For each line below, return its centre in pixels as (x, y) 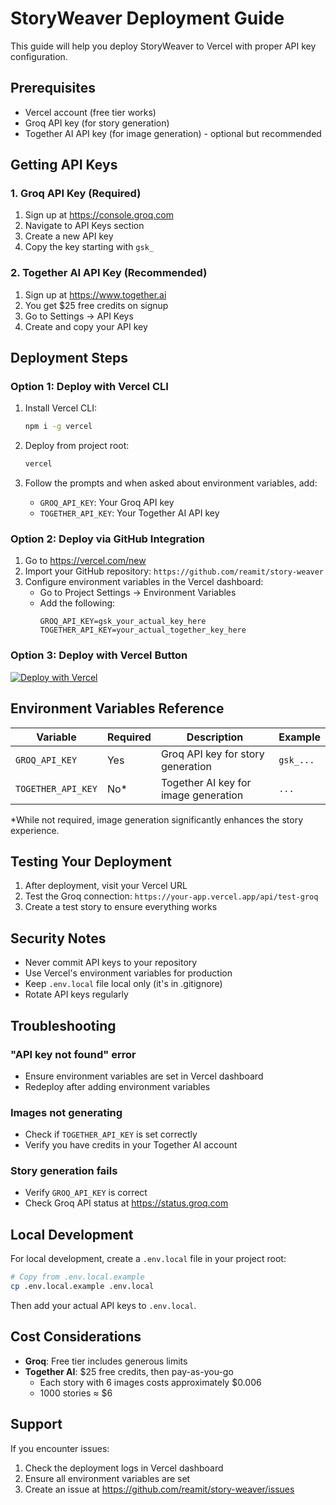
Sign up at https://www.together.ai (95, 294)
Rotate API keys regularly (76, 994)
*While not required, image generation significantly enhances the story (157, 819)
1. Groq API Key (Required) (76, 194)
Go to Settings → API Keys (79, 316)
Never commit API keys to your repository (111, 963)
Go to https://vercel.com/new (85, 561)
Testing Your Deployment (91, 861)
